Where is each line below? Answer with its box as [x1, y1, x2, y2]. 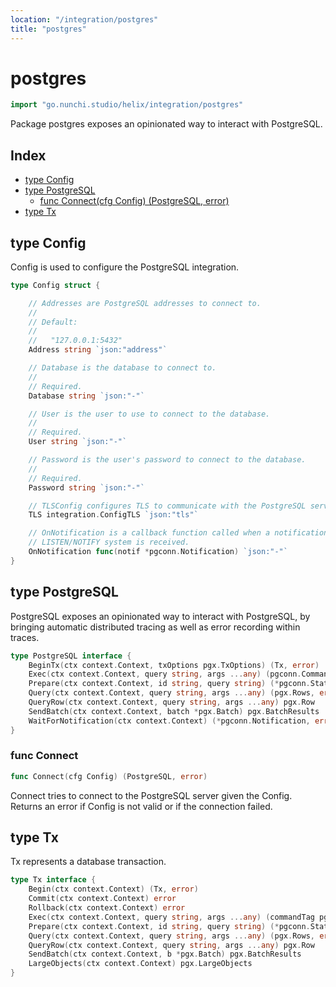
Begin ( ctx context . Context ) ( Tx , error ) [28, 884, 199, 895]
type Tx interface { [10, 875, 97, 885]
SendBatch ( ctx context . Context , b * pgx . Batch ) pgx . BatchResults [28, 949, 302, 960]
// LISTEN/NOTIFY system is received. [28, 537, 190, 548]
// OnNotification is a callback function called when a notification [28, 528, 329, 538]
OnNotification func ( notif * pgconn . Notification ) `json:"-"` [28, 547, 288, 557]
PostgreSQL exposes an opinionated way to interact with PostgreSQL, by [10, 610, 311, 622]
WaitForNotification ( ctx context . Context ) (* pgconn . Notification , [28, 716, 311, 726]
